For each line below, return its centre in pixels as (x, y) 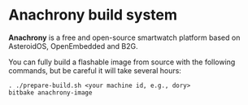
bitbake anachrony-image (50, 92)
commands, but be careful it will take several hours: (95, 70)
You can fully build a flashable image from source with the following (122, 62)
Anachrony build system (93, 15)
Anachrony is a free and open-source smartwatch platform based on (124, 37)
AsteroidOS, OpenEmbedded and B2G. (73, 46)
